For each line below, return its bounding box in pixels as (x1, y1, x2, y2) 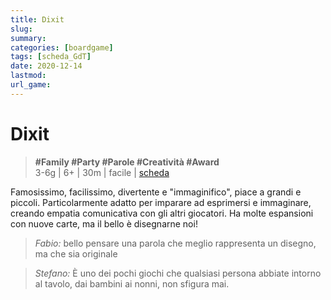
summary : (10, 33, 47, 43)
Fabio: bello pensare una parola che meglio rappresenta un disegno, (34, 237, 317, 249)
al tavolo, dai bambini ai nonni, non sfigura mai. (34, 277, 230, 290)
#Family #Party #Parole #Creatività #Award (34, 156, 220, 168)
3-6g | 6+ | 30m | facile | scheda (34, 166, 170, 178)
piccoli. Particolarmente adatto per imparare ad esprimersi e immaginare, (10, 196, 312, 208)
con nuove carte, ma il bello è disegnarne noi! (10, 217, 198, 230)
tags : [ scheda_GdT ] (10, 52, 92, 62)
